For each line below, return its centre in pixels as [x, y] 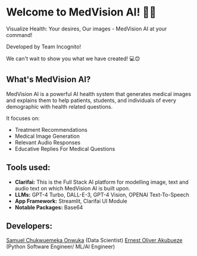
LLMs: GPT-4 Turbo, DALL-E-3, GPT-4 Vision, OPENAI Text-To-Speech [102, 195]
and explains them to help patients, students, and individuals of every [91, 100]
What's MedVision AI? [49, 80]
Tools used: [28, 167]
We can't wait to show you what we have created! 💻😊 [73, 58]
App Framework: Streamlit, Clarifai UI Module [71, 201]
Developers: [29, 226]
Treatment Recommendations [51, 129]
